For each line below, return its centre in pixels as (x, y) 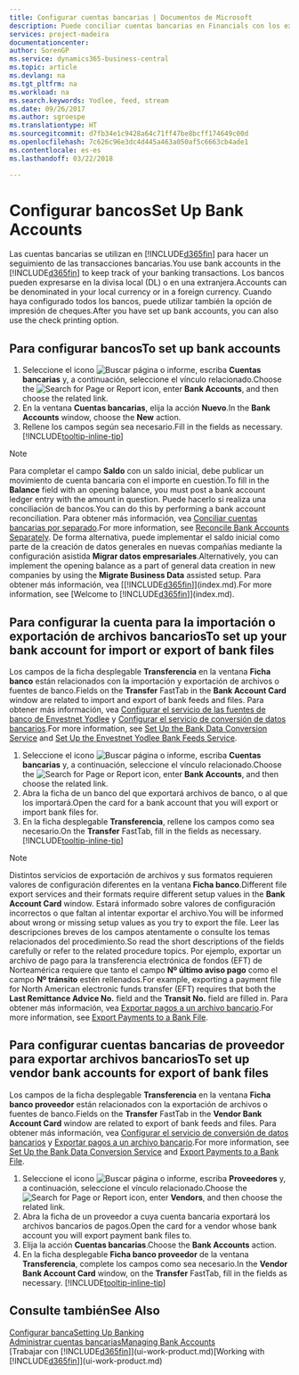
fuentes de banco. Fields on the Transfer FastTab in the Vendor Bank (136, 1114)
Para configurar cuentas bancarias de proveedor (147, 1045)
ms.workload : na (39, 92)
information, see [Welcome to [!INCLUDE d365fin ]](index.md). (122, 594)
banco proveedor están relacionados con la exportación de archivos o (139, 1104)
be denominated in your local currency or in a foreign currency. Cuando (141, 292)
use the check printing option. (64, 320)
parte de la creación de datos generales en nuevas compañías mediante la (146, 547)
